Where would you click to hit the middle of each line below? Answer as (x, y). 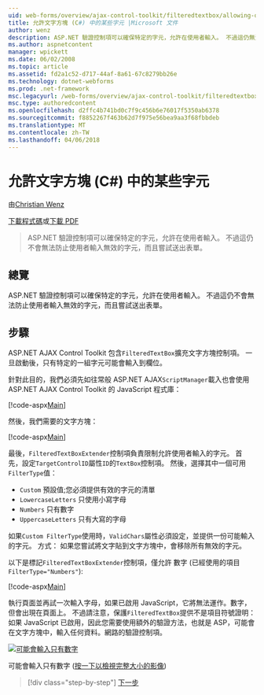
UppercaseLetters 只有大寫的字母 (73, 519)
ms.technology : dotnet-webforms (61, 81)
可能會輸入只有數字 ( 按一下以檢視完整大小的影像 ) (88, 666)
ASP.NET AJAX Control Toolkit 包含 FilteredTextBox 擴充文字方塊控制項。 (126, 353)
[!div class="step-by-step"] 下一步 (83, 682)
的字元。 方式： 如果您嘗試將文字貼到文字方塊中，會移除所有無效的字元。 (127, 546)
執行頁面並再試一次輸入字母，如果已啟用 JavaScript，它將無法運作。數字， (130, 603)
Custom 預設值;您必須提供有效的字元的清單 (87, 490)
